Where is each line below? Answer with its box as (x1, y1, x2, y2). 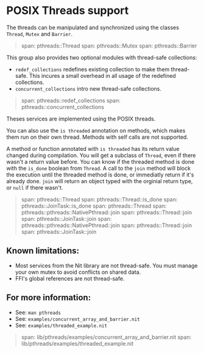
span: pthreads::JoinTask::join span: (21, 215, 112, 222)
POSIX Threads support (6, 4, 129, 18)
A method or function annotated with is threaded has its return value (6, 145, 180, 152)
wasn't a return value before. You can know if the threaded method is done (6, 158, 195, 165)
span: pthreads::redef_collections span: (21, 97, 121, 104)
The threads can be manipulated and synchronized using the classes (6, 24, 180, 31)
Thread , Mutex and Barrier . (6, 30, 73, 37)
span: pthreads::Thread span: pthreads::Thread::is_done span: (21, 195, 178, 203)
